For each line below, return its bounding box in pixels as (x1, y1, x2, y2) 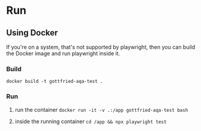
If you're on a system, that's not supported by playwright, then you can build (6, 43, 196, 50)
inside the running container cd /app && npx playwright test (14, 118, 167, 125)
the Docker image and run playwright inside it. (6, 50, 121, 57)
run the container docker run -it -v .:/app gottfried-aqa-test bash (14, 106, 188, 113)
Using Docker (6, 28, 58, 38)
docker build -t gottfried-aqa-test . (6, 79, 103, 85)
